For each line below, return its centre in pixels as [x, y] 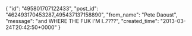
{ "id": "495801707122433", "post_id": [52, 9]
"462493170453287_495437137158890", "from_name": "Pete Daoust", [92, 15]
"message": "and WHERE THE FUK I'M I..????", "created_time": [82, 21]
